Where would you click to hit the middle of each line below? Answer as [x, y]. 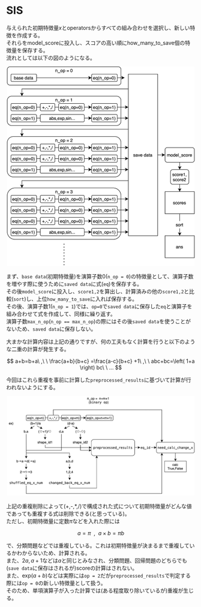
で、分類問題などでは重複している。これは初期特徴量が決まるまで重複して [98, 546]
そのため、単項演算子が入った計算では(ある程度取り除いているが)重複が [95, 591]
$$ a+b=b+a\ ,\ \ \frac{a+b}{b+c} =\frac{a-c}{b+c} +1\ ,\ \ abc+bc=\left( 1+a [101, 361]
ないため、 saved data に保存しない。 [51, 329]
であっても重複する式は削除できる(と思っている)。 [68, 514]
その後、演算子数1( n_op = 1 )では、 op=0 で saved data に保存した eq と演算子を [99, 306]
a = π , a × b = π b [101, 533]
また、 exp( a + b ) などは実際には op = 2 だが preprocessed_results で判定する [98, 576]
